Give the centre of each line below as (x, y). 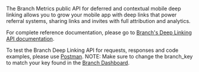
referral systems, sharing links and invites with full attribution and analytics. (99, 21)
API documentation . (30, 39)
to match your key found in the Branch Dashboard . (68, 63)
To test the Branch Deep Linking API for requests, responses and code (92, 50)
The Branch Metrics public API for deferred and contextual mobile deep (94, 9)
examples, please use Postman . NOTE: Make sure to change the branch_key (99, 56)
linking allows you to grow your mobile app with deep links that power (91, 15)
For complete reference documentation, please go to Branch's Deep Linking (99, 32)
